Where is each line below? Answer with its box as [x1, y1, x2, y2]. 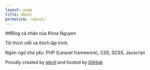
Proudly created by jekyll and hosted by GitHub [5, 59, 103, 65]
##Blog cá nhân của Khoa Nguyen [5, 30, 76, 36]
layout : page [5, 7, 33, 12]
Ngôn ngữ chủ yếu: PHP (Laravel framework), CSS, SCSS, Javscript [5, 49, 145, 55]
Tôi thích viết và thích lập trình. [5, 40, 69, 46]
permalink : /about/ [5, 16, 46, 21]
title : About [5, 12, 33, 17]
